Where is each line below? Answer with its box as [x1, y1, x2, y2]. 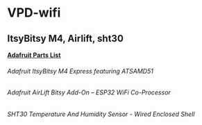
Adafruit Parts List [7, 51, 61, 59]
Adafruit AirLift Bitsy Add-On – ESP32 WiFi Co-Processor [7, 88, 171, 97]
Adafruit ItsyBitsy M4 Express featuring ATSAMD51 [7, 67, 154, 75]
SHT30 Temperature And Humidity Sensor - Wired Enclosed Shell [7, 110, 195, 118]
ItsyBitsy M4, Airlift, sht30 [7, 33, 124, 44]
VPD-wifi [7, 5, 61, 21]
